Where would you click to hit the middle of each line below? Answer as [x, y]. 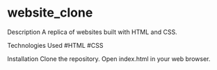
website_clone [50, 13]
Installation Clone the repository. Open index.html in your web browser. [109, 59]
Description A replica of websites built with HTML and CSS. [92, 32]
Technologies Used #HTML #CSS [55, 45]
